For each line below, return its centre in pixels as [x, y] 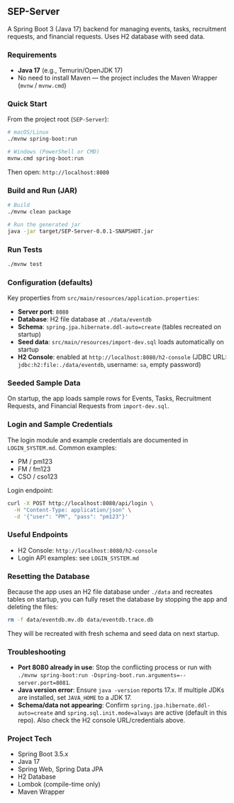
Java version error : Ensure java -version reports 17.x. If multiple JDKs [121, 690]
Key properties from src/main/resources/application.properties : [104, 298]
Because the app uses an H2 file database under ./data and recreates [110, 591]
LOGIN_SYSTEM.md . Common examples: [62, 447]
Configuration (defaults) [50, 282]
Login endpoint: [30, 490]
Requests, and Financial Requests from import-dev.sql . [88, 406]
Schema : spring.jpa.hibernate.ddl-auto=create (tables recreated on [119, 327]
